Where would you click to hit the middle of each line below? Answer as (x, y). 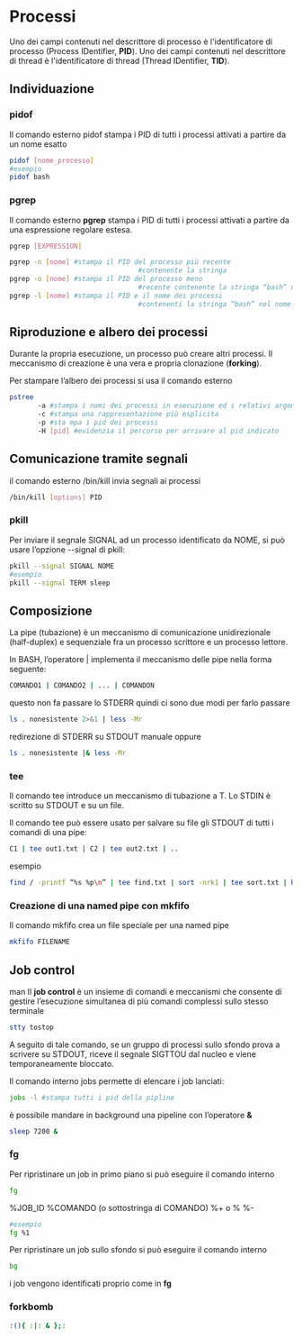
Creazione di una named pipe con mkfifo (100, 906)
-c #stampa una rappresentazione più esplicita (128, 414)
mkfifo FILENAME (40, 942)
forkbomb (31, 1307)
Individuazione (52, 89)
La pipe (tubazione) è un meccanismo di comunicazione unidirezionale (140, 633)
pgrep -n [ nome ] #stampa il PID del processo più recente (120, 262)
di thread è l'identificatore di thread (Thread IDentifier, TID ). (120, 60)
